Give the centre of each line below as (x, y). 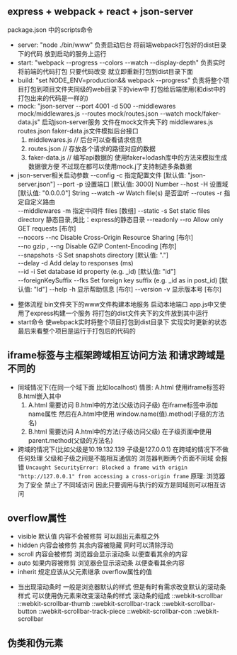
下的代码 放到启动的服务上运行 (62, 53)
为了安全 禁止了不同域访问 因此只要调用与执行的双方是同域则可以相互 (118, 485)
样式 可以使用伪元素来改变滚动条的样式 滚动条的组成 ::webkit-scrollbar (120, 596)
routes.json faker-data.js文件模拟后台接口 (78, 131)
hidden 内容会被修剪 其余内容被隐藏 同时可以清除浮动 (95, 545)
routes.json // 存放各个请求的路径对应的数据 (92, 148)
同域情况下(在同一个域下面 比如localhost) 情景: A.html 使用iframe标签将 (121, 387)
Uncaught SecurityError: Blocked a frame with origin (106, 468)
